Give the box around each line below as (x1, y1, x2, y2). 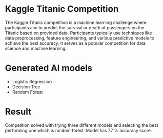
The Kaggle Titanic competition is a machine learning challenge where (5, 20, 147, 25)
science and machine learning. (5, 45, 67, 51)
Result (5, 106, 32, 118)
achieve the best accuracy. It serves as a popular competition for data (5, 40, 146, 46)
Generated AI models (5, 62, 93, 74)
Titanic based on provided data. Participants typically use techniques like (5, 30, 152, 36)
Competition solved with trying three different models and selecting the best (5, 122, 159, 128)
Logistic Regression (12, 79, 52, 84)
